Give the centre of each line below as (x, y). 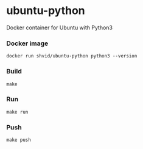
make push (19, 140)
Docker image (27, 43)
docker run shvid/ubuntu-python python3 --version (72, 56)
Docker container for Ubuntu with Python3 (59, 27)
